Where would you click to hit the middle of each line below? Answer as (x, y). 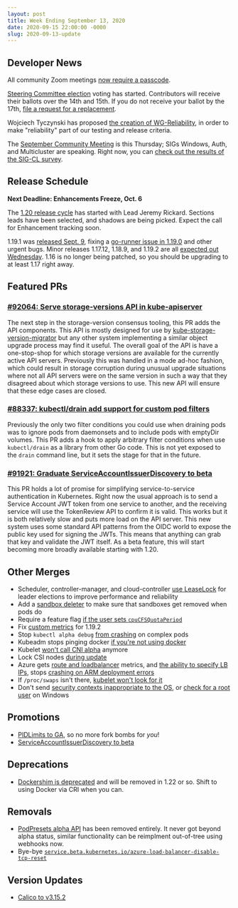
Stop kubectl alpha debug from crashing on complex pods (103, 634)
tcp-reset (32, 858)
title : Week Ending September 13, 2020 (66, 21)
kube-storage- (194, 330)
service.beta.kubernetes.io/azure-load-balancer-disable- (132, 852)
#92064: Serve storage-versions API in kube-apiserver (105, 307)
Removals (29, 811)
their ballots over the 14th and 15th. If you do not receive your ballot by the (116, 101)
